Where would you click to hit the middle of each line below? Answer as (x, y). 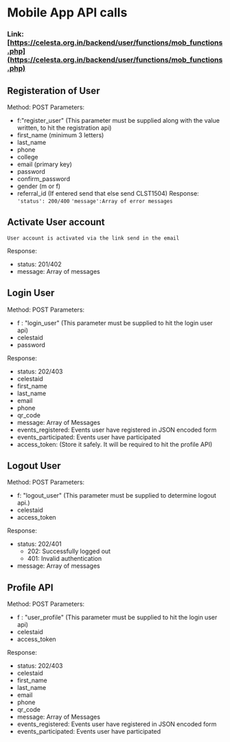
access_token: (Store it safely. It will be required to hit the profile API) (115, 444)
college (27, 156)
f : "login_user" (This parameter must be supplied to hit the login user (115, 323)
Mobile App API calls (67, 13)
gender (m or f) (38, 186)
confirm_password (44, 178)
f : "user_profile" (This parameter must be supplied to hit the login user (117, 617)
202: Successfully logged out (69, 551)
